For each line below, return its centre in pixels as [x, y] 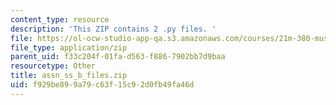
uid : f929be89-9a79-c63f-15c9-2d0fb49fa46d [102, 85]
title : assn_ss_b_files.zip [69, 76]
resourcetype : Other [53, 66]
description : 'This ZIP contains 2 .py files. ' [113, 29]
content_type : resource [60, 19]
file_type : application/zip [69, 47]
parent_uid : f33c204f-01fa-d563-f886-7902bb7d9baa [118, 57]
